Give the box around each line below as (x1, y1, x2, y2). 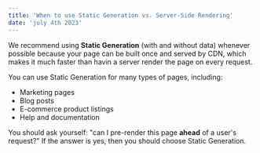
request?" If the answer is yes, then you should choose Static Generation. (8, 136, 247, 145)
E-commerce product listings (19, 104, 114, 114)
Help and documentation (19, 112, 100, 122)
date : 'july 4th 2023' (8, 19, 82, 27)
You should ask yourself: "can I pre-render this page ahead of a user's (8, 127, 237, 137)
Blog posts (19, 96, 55, 105)
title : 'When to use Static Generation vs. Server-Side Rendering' (8, 11, 234, 20)
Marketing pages (19, 87, 75, 97)
